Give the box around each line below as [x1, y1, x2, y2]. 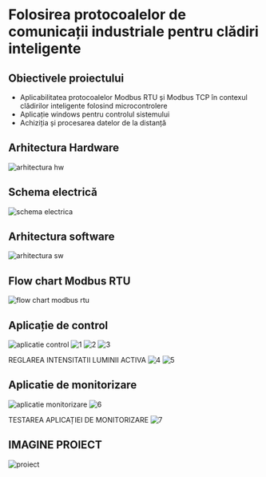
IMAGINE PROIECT [8, 438, 102, 452]
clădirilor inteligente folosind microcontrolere [19, 101, 168, 110]
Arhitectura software [8, 230, 115, 244]
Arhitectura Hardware [8, 141, 120, 155]
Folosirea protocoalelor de [8, 6, 186, 24]
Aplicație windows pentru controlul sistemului [19, 109, 170, 119]
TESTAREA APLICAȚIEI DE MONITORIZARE [8, 415, 149, 424]
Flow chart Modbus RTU [8, 274, 131, 288]
